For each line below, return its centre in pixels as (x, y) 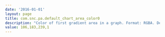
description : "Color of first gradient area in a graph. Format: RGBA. (80, 23)
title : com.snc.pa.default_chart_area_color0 (52, 18)
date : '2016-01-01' (25, 9)
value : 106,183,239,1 (27, 27)
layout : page (18, 14)
